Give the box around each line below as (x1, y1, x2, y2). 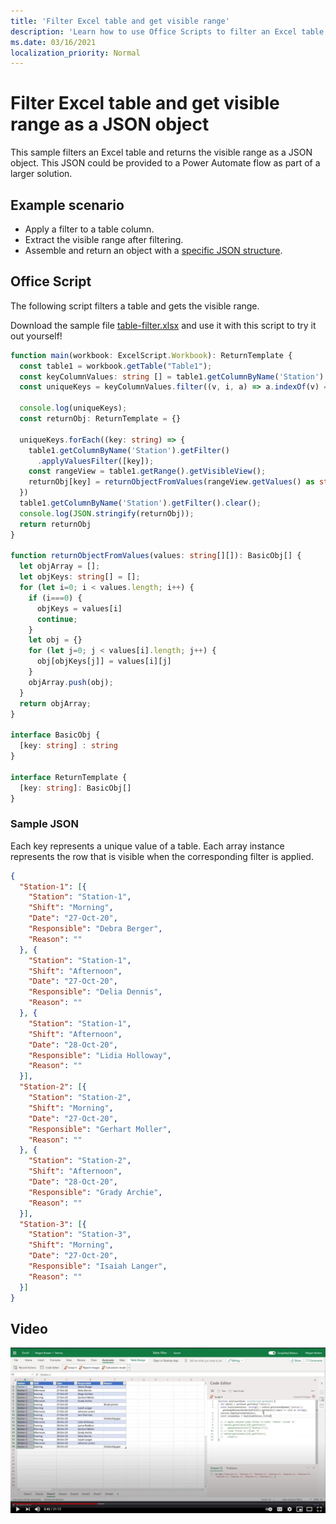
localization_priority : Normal (10, 48, 141, 58)
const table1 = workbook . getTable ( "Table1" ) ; (19, 361, 213, 371)
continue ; (36, 614, 78, 624)
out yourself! (10, 330, 63, 342)
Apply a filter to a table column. (24, 223, 155, 235)
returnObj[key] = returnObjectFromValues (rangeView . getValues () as (28, 477, 315, 487)
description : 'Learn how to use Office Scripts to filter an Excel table (10, 26, 325, 37)
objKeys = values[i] (36, 603, 123, 614)
